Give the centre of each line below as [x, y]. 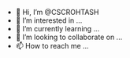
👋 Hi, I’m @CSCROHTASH [57, 12]
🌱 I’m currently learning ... [58, 29]
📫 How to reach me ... [52, 46]
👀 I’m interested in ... [49, 20]
